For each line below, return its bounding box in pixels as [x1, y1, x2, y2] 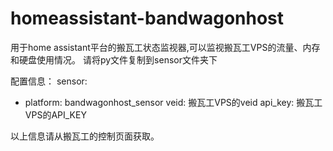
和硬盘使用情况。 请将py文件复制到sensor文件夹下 [10, 53, 218, 66]
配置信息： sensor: [10, 75, 88, 87]
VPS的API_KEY [24, 108, 87, 121]
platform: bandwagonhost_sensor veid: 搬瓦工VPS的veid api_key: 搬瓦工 [24, 96, 323, 108]
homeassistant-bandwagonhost [10, 7, 285, 30]
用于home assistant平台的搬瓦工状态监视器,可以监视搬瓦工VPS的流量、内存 [10, 41, 321, 53]
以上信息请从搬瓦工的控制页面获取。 [10, 130, 160, 142]
